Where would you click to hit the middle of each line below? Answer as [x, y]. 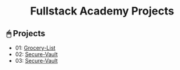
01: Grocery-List [35, 48]
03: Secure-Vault [36, 61]
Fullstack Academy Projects [102, 11]
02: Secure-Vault [36, 54]
